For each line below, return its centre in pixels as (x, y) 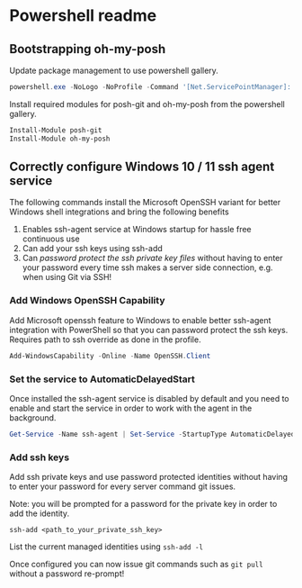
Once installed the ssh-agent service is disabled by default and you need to (149, 398)
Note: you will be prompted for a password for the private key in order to (143, 504)
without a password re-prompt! (67, 574)
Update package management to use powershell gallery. (114, 70)
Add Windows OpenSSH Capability (87, 301)
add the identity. (40, 513)
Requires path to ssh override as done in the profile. (105, 339)
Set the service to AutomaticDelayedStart (102, 379)
